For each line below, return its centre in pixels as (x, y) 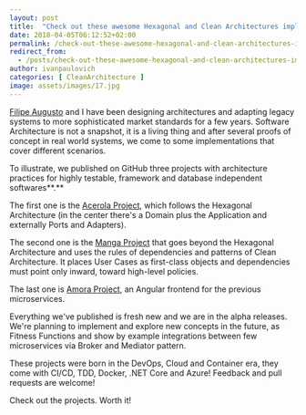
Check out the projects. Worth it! (71, 400)
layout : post (34, 18)
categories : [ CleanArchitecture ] (77, 78)
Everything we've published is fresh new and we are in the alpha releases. (148, 316)
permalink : (30, 43)
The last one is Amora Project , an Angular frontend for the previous (135, 289)
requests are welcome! (52, 382)
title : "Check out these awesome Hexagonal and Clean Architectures (144, 26)
